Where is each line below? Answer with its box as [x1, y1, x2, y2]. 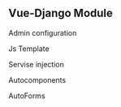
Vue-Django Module [8, 6, 114, 20]
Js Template [8, 44, 50, 53]
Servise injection [8, 59, 65, 69]
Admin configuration [8, 28, 77, 37]
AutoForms [8, 91, 46, 101]
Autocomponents [8, 75, 67, 84]
